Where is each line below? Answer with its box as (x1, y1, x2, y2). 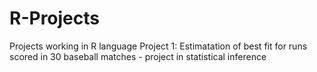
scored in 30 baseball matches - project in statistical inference (9, 50, 267, 62)
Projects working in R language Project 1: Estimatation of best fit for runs (9, 40, 308, 52)
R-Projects (9, 7, 100, 30)
